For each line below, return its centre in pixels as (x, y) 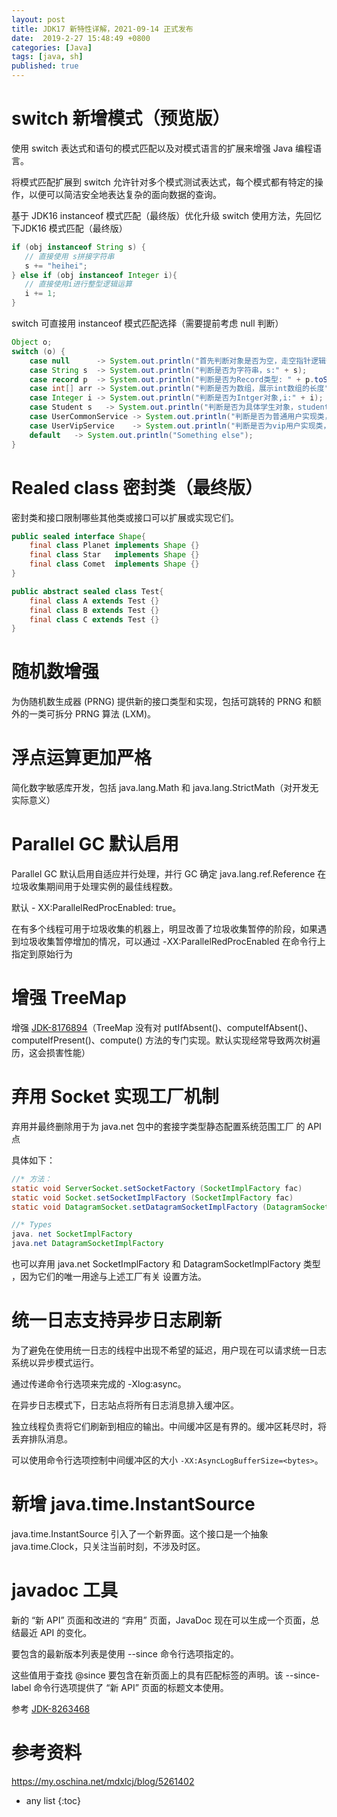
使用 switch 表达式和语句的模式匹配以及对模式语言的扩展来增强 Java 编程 (162, 148)
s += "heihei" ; (56, 266)
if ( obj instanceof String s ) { (78, 247)
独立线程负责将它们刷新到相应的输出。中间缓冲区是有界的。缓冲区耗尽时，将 (169, 1426)
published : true (45, 66)
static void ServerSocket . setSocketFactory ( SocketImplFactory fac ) (157, 1188)
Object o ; (32, 342)
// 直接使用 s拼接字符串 (69, 256)
